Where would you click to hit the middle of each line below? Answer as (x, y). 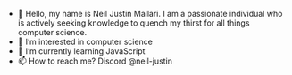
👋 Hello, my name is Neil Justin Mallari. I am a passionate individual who (150, 14)
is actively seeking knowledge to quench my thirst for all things (133, 23)
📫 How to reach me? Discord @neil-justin (95, 61)
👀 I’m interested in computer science (85, 41)
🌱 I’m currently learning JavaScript (81, 51)
